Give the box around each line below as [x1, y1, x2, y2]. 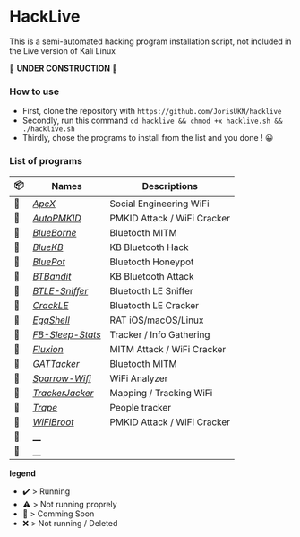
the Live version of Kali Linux [9, 45, 116, 56]
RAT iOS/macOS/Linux [109, 314, 204, 326]
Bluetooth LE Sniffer [109, 284, 194, 297]
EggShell [32, 314, 70, 326]
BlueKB [32, 240, 64, 253]
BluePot [32, 256, 65, 268]
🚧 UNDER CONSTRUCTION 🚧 [9, 63, 118, 74]
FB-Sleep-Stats [32, 328, 101, 341]
